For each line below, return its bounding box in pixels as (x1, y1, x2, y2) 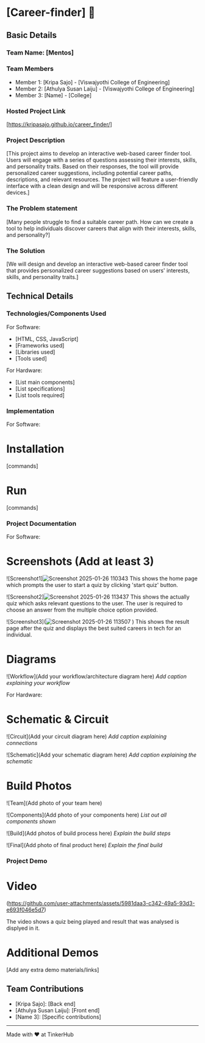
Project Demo (6, 856, 48, 865)
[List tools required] (15, 391, 65, 398)
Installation (6, 442, 65, 456)
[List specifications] (15, 385, 65, 392)
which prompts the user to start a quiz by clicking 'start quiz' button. (6, 581, 178, 589)
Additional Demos (6, 946, 99, 960)
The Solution (6, 246, 45, 255)
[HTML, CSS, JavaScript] (15, 335, 79, 342)
